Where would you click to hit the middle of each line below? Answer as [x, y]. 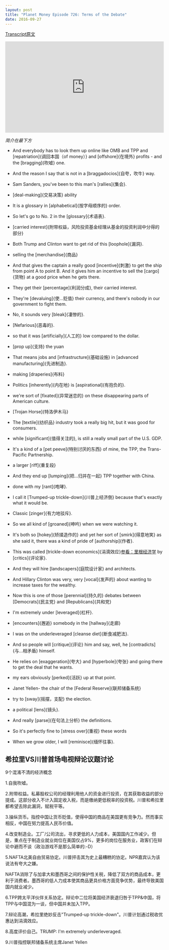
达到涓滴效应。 [25, 921]
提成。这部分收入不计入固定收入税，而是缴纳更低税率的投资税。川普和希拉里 [84, 800]
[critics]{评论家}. [29, 558]
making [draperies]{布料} [38, 374]
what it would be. [30, 503]
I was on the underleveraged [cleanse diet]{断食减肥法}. [70, 634]
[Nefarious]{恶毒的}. [33, 325]
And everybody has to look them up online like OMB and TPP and [80, 151]
